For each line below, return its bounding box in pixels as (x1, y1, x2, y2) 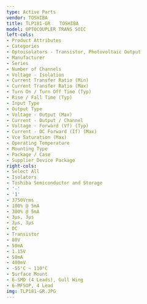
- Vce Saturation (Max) (6, 134, 67, 141)
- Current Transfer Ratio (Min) (6, 77, 89, 83)
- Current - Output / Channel (6, 117, 84, 123)
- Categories (6, 44, 40, 50)
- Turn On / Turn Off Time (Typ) (6, 89, 92, 95)
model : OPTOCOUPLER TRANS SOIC (6, 26, 86, 32)
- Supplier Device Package (6, 157, 75, 163)
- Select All (6, 169, 40, 175)
